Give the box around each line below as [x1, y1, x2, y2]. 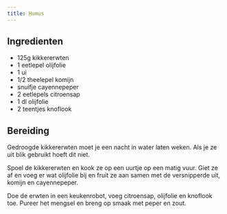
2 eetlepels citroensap [16, 90, 80, 98]
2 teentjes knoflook [16, 105, 72, 114]
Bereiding [7, 125, 49, 136]
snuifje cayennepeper [16, 83, 79, 92]
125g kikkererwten [16, 54, 70, 62]
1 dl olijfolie [16, 98, 49, 106]
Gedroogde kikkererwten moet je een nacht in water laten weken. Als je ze [7, 143, 217, 151]
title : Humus [7, 10, 45, 17]
